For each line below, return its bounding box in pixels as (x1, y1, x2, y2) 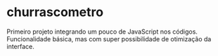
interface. (6, 42, 34, 50)
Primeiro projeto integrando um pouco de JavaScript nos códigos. (6, 27, 198, 36)
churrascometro (6, 4, 103, 20)
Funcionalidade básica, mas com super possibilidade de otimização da (6, 34, 212, 43)
